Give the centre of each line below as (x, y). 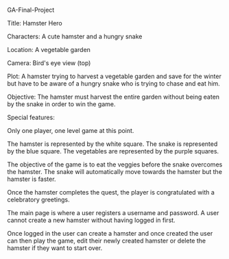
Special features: (31, 117)
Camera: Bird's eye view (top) (49, 63)
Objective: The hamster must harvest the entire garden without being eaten (113, 97)
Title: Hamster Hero (35, 23)
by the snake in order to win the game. (61, 104)
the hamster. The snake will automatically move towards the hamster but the (115, 172)
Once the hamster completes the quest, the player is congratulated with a (111, 192)
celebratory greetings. (38, 199)
